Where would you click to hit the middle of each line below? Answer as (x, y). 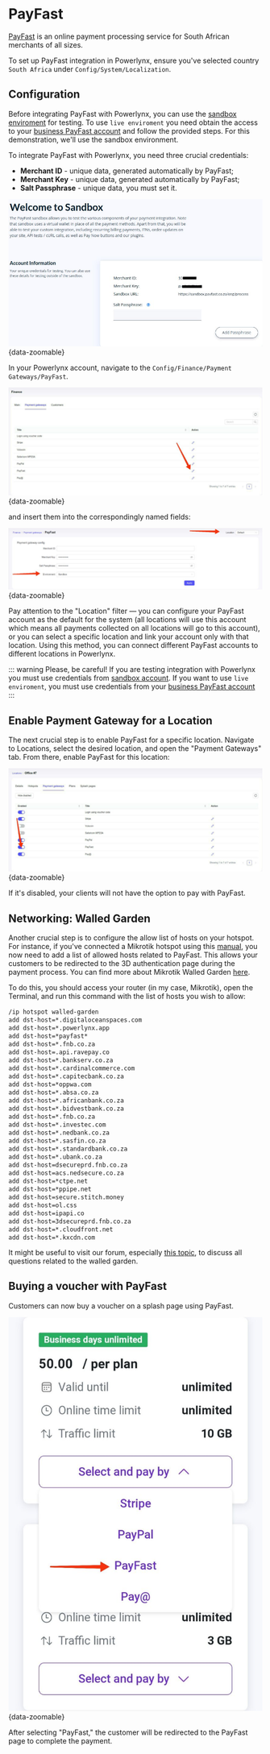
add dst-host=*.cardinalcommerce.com (72, 1068)
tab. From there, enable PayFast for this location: (89, 757)
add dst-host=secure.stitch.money (66, 1197)
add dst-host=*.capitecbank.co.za (66, 1076)
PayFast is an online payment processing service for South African (119, 36)
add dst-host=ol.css (43, 1205)
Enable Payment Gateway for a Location (110, 721)
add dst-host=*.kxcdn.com (52, 1238)
